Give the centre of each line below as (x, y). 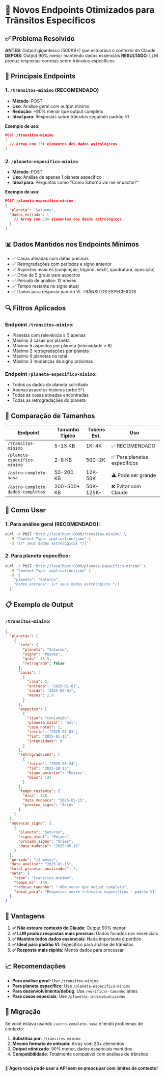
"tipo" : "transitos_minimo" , (44, 878)
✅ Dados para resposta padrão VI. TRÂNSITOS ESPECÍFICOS (74, 292)
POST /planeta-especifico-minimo (39, 201)
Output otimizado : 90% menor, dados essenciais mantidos (72, 1048)
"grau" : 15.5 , (37, 659)
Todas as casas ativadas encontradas (50, 395)
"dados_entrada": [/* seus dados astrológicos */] (67, 584)
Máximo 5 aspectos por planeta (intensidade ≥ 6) (62, 346)
